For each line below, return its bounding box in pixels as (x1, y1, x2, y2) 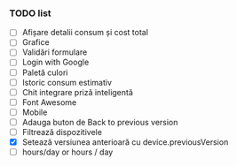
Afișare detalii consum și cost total (21, 27, 149, 38)
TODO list (9, 7, 51, 19)
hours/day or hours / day (21, 147, 114, 157)
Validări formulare (21, 47, 88, 57)
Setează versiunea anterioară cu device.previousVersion (21, 136, 229, 147)
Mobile (21, 107, 48, 117)
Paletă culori (21, 67, 68, 78)
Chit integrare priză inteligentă (21, 87, 133, 97)
